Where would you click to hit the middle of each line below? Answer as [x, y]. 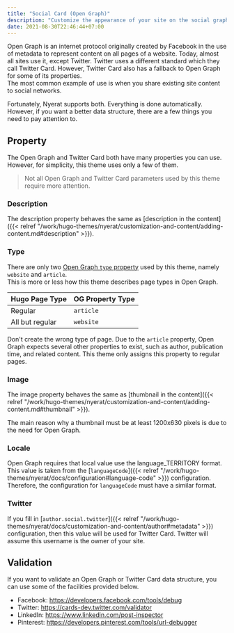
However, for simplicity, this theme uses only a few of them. [93, 165]
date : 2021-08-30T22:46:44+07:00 [56, 26]
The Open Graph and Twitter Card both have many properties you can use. [115, 158]
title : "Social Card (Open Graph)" [59, 14]
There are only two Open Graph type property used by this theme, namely [113, 267]
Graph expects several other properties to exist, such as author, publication [115, 346]
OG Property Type [104, 298]
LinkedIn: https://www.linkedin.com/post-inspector [90, 615]
